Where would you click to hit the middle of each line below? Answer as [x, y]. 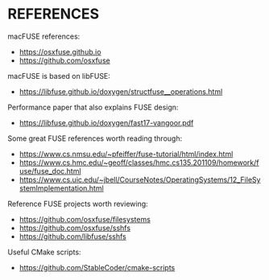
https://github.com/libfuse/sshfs [72, 236]
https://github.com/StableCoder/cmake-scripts [97, 267]
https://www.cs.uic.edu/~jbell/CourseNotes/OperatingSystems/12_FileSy [140, 179]
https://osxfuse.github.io [60, 51]
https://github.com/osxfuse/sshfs [74, 228]
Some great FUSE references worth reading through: [95, 138]
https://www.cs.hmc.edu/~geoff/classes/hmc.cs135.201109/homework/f [139, 163]
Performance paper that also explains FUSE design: [93, 107]
